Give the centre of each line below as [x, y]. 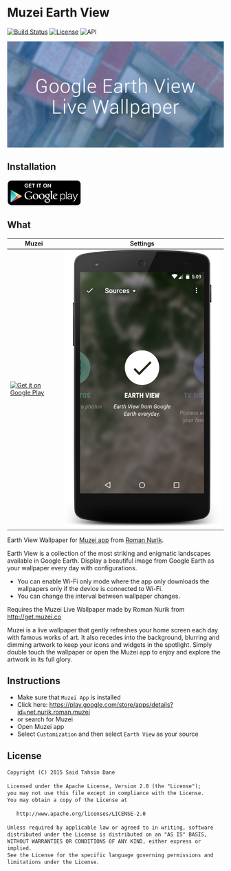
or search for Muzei [45, 719]
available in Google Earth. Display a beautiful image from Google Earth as [111, 561]
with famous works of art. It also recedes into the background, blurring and [113, 637]
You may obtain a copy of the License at [67, 800]
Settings [142, 243]
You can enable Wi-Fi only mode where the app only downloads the [113, 581]
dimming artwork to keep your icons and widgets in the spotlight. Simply [110, 644]
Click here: [32, 705]
